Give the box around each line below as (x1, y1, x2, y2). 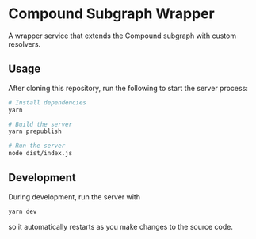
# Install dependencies (8, 98, 87, 107)
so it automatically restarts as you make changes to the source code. (8, 222, 234, 231)
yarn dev (8, 207, 37, 215)
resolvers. (8, 39, 41, 48)
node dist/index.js (8, 150, 73, 157)
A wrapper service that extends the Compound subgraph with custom (8, 31, 236, 40)
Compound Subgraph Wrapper (8, 5, 216, 23)
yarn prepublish (8, 127, 62, 135)
